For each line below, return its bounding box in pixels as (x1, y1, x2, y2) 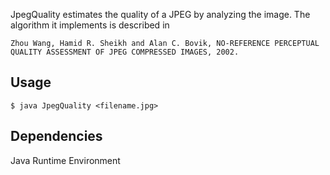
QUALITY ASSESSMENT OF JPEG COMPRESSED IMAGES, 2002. (10, 47, 240, 57)
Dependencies (10, 128, 103, 145)
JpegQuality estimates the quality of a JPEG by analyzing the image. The (10, 9, 311, 20)
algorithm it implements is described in (10, 19, 170, 31)
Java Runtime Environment (10, 154, 121, 166)
